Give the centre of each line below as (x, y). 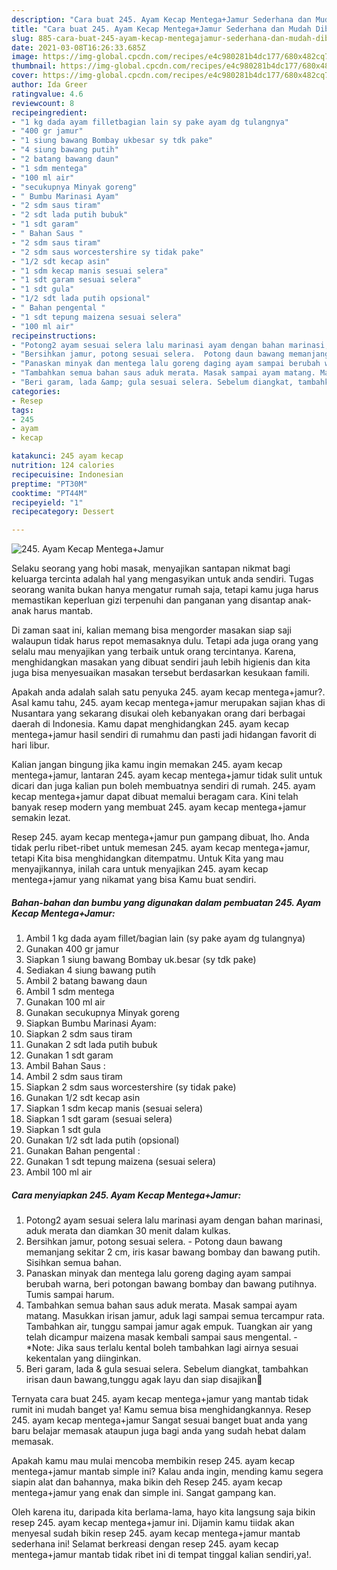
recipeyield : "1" (47, 502)
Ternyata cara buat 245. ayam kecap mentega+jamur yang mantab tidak (160, 1399)
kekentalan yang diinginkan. (83, 1358)
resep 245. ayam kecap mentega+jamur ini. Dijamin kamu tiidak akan (153, 1523)
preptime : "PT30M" (49, 484)
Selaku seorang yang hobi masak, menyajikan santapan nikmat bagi (151, 568)
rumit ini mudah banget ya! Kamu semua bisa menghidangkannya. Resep (161, 1410)
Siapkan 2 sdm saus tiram (79, 1034)
